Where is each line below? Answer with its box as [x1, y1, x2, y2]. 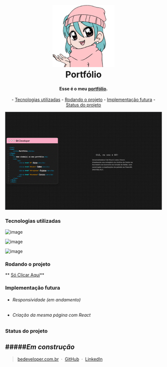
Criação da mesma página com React [12, 312, 91, 318]
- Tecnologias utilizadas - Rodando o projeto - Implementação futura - [11, 96, 156, 103]
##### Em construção [5, 343, 75, 352]
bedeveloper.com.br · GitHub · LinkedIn [17, 356, 103, 362]
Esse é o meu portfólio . [59, 86, 108, 92]
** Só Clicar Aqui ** [5, 272, 45, 278]
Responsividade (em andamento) [12, 296, 81, 302]
